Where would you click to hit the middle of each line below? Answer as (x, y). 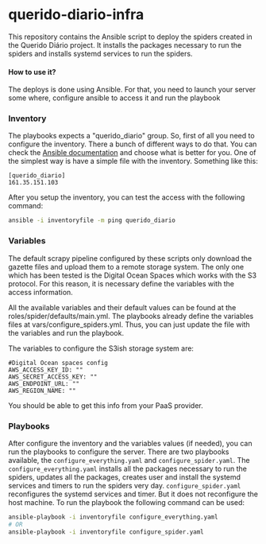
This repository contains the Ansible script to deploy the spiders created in (130, 37)
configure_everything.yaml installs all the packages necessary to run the (128, 468)
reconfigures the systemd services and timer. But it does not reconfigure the (133, 494)
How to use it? (32, 72)
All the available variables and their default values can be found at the (122, 307)
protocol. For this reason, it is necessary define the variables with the (121, 283)
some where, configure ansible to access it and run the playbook (114, 98)
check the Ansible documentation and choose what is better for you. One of (132, 153)
